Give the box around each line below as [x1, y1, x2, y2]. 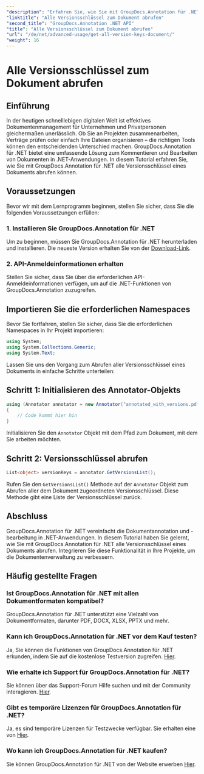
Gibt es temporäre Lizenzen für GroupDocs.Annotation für [6, 703, 182, 712]
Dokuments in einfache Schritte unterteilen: [6, 367, 115, 375]
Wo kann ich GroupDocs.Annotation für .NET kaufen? [6, 747, 168, 755]
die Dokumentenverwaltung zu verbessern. [6, 553, 115, 561]
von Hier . [6, 731, 29, 739]
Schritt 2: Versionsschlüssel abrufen [6, 453, 148, 464]
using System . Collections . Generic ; [6, 344, 97, 350]
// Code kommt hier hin [17, 413, 78, 419]
